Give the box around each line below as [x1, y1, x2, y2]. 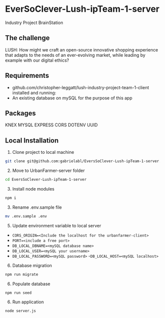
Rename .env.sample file [12, 204, 62, 210]
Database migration [12, 262, 53, 268]
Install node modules [12, 186, 55, 192]
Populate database [12, 281, 51, 287]
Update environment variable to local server [12, 222, 102, 228]
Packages [5, 109, 36, 117]
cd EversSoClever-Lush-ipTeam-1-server [5, 177, 87, 182]
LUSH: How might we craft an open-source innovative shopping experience [5, 47, 158, 52]
